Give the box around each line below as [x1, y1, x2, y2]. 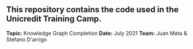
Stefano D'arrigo [6, 35, 47, 43]
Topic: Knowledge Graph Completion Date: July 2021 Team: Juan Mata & [6, 30, 188, 37]
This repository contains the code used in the [6, 5, 179, 15]
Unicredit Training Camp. [6, 14, 102, 24]
